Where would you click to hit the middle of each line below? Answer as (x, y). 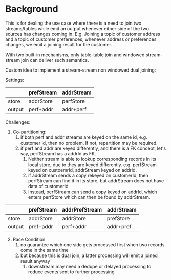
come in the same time (44, 250)
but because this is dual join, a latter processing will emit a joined (89, 255)
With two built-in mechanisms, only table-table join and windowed (75, 55)
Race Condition (29, 239)
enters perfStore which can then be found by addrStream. (89, 197)
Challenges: (18, 122)
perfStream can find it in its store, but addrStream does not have (96, 181)
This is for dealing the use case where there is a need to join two (73, 23)
